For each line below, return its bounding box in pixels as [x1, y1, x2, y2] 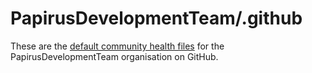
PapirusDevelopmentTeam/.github [10, 7, 303, 30]
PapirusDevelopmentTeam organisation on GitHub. [10, 50, 219, 62]
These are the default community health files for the [10, 40, 225, 52]
